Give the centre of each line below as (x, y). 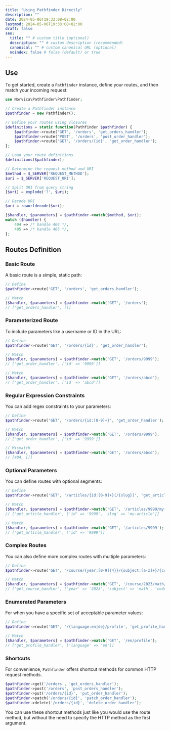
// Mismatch (18, 448)
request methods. (24, 675)
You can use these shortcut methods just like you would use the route (78, 712)
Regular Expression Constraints (45, 395)
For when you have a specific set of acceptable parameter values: (74, 613)
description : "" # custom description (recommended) (67, 43)
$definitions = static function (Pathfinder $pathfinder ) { (69, 127)
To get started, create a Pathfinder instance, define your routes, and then (82, 85)
